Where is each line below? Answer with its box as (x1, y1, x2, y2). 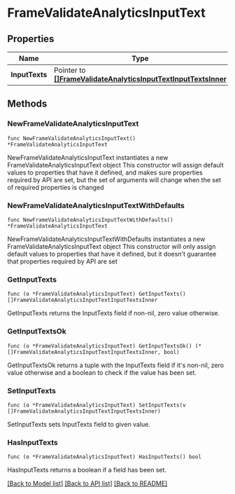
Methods (7, 98, 48, 110)
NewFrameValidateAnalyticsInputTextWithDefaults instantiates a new (7, 235, 206, 243)
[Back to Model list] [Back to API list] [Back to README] (7, 479, 168, 488)
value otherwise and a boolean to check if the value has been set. (7, 368, 197, 376)
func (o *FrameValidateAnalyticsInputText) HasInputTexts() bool (7, 453, 201, 460)
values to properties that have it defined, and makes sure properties (7, 168, 203, 177)
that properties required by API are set (7, 257, 117, 266)
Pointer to (53, 65, 86, 75)
